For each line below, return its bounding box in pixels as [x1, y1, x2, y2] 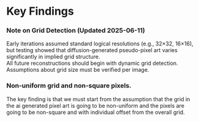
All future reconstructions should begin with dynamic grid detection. [6, 59, 179, 67]
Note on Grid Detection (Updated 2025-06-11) [6, 26, 146, 35]
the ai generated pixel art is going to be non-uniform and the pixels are [6, 102, 185, 109]
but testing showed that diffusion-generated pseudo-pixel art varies [6, 47, 178, 54]
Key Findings [6, 4, 75, 18]
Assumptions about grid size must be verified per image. [6, 66, 149, 74]
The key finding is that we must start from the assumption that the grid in [6, 95, 190, 102]
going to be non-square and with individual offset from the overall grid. [6, 109, 185, 116]
